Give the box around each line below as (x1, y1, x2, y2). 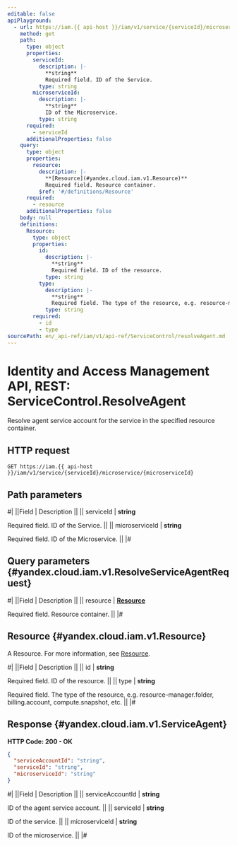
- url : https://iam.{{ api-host (13, 23, 109, 30)
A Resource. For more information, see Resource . (7, 649, 150, 658)
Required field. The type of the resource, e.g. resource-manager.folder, (7, 690, 214, 699)
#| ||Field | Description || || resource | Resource (7, 596, 146, 605)
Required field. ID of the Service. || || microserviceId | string (7, 521, 182, 530)
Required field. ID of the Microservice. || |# (7, 535, 132, 543)
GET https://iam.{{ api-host (7, 463, 93, 470)
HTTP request (7, 444, 71, 456)
